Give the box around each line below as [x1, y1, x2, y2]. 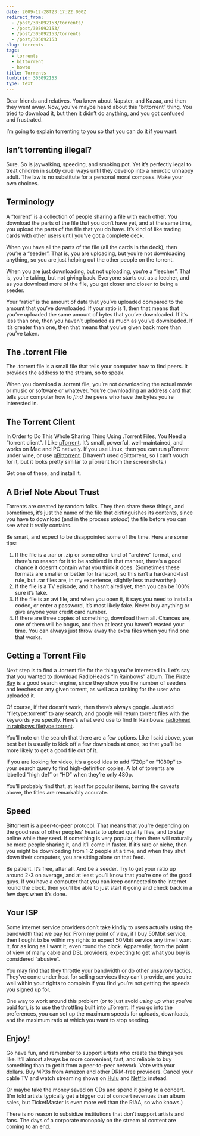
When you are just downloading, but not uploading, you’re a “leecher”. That [6, 268, 191, 275]
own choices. [6, 179, 39, 187]
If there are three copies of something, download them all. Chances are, [14, 614, 192, 622]
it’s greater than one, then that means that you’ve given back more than [6, 323, 182, 331]
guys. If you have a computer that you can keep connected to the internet [6, 877, 187, 885]
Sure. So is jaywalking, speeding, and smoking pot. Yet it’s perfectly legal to [6, 160, 192, 167]
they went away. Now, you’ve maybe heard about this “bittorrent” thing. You [6, 104, 192, 110]
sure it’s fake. [14, 589, 48, 597]
